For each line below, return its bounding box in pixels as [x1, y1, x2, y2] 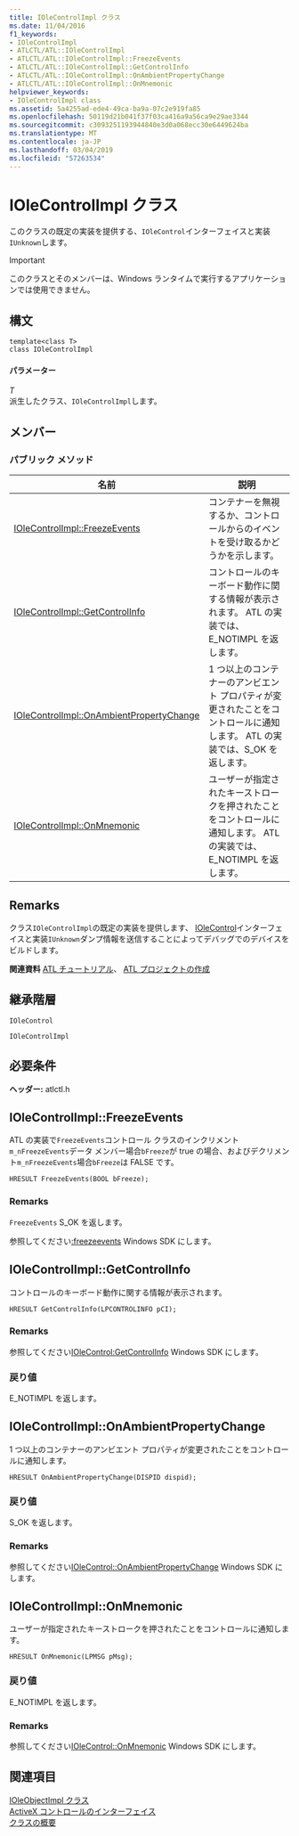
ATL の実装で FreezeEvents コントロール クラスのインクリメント [9, 1135, 239, 1146]
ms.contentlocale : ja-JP [9, 137, 101, 146]
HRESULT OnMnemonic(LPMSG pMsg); [9, 1652, 133, 1661]
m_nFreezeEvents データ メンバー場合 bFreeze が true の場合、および [9, 1146, 251, 1156]
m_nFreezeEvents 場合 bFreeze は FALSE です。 [17, 1157, 179, 1168]
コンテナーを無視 [208, 496, 280, 509]
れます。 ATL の [208, 607, 274, 619]
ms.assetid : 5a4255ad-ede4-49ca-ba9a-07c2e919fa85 [9, 104, 201, 113]
